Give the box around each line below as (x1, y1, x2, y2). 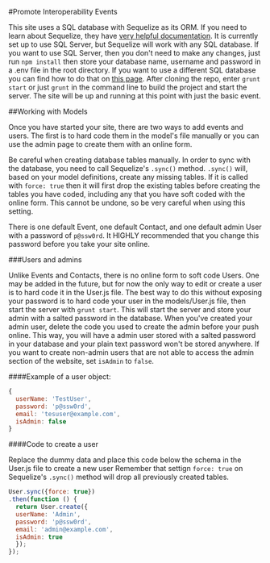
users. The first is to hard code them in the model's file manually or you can (8, 131, 260, 140)
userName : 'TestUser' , (15, 394, 92, 402)
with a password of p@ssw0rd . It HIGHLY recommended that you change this (8, 231, 260, 240)
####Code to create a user (8, 440, 99, 449)
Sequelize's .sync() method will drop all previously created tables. (8, 472, 230, 482)
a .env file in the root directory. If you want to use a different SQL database (8, 65, 256, 75)
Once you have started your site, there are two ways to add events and (8, 123, 244, 131)
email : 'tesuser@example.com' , (15, 410, 121, 418)
